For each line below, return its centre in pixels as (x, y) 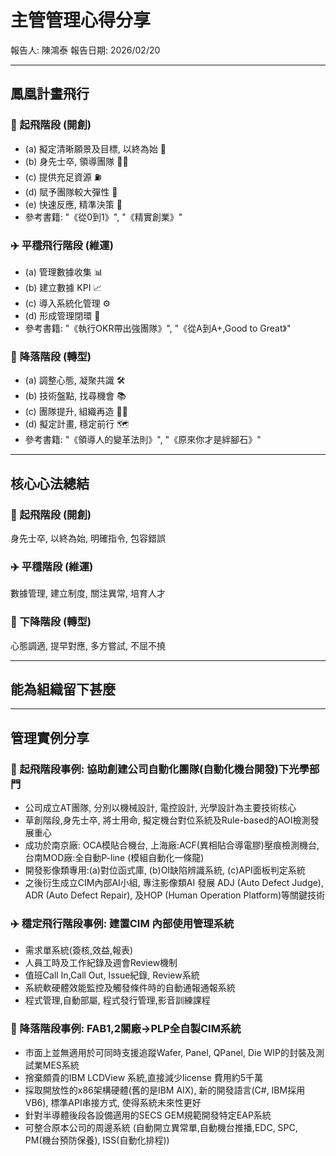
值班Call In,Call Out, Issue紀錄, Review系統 (112, 975)
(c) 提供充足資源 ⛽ (63, 177)
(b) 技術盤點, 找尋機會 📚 (75, 396)
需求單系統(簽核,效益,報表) (79, 950)
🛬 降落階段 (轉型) (51, 356)
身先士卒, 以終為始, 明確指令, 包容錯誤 (88, 538)
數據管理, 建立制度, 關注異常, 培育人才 (88, 593)
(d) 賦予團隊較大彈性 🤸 (71, 192)
